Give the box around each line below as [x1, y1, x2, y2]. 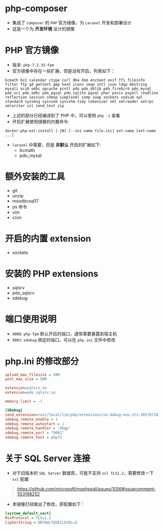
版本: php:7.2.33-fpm [12, 62, 55, 67]
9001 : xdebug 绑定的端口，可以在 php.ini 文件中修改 [12, 337, 116, 342]
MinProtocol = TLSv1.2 [5, 515, 51, 520]
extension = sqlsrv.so [5, 385, 47, 391]
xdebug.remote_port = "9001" [5, 430, 64, 435]
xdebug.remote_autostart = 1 [5, 421, 64, 426]
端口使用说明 [5, 314, 57, 325]
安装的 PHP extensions [5, 268, 99, 279]
